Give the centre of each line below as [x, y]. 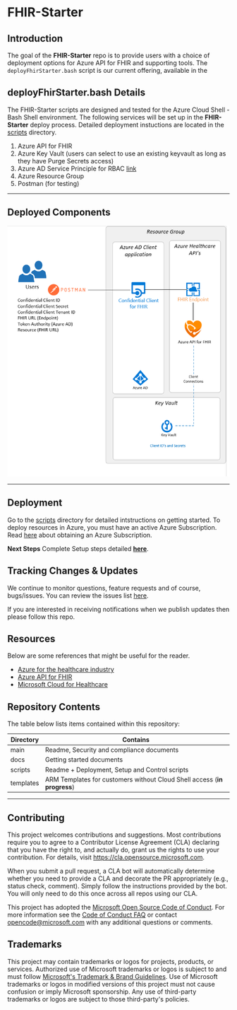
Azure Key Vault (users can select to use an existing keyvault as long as [122, 153]
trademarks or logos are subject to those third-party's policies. [98, 999]
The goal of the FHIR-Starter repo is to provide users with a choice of [109, 55]
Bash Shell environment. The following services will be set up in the [105, 117]
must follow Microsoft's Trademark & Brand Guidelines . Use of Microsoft [113, 976]
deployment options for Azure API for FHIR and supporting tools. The [108, 63]
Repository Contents [54, 707]
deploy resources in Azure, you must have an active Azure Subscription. [112, 527]
